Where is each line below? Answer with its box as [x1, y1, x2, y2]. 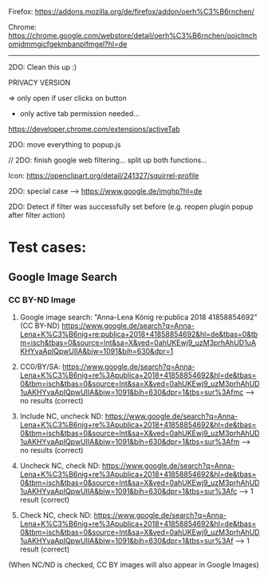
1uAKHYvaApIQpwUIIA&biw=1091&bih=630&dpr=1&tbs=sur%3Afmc [19, 387, 244, 397]
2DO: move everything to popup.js [8, 140, 121, 149]
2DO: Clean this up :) [8, 62, 77, 71]
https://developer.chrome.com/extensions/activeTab [8, 124, 181, 134]
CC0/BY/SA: [19, 362, 61, 371]
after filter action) [8, 210, 65, 219]
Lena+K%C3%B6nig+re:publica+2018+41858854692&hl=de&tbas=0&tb [19, 329, 258, 339]
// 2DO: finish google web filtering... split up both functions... [8, 155, 207, 165]
